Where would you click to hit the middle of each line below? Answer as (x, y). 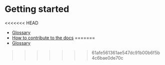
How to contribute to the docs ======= (53, 38)
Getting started (37, 9)
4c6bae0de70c (107, 58)
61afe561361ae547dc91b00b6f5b (126, 53)
